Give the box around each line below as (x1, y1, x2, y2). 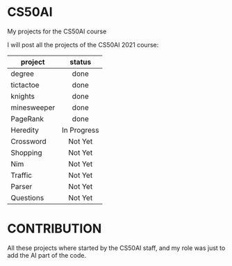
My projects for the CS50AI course (7, 27, 107, 35)
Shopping (10, 147, 43, 157)
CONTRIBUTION (7, 221, 102, 237)
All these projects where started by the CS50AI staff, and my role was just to (7, 244, 226, 252)
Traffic (10, 170, 33, 180)
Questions (10, 192, 44, 202)
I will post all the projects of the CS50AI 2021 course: (7, 40, 159, 49)
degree (10, 69, 35, 78)
